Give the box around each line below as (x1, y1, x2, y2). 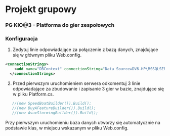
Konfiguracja (5, 35, 38, 42)
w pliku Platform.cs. (12, 91, 54, 97)
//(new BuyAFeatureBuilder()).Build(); (12, 105, 96, 111)
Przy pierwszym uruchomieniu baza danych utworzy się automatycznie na (5, 119, 160, 125)
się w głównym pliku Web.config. (12, 52, 82, 58)
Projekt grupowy (5, 4, 77, 15)
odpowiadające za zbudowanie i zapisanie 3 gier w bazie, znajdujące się (12, 86, 164, 92)
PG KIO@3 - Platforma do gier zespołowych (5, 22, 115, 29)
